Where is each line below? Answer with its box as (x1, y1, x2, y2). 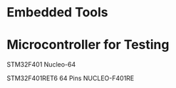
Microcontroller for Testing (6, 37, 170, 53)
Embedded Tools (6, 4, 108, 21)
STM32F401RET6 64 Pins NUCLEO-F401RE (6, 74, 135, 82)
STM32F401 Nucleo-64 (6, 60, 76, 69)
